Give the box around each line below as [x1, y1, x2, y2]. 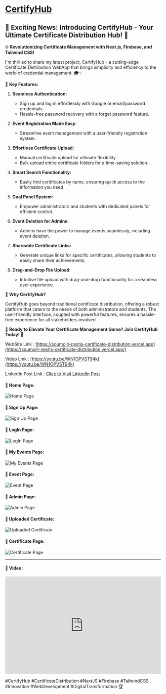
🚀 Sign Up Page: [5, 404, 39, 410]
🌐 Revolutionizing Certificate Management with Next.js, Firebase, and [5, 44, 152, 50]
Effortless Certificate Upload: [12, 145, 74, 151]
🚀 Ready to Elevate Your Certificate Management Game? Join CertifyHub [5, 326, 158, 332]
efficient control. [19, 209, 53, 215]
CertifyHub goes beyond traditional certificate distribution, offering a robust [5, 301, 159, 307]
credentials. [19, 106, 44, 112]
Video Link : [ [5, 356, 32, 362]
